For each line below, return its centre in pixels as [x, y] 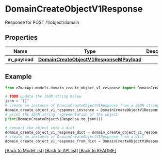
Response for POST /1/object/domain [42, 22]
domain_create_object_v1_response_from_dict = [53, 142]
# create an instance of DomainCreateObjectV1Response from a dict [75, 137]
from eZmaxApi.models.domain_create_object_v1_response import [70, 88]
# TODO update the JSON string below [43, 96]
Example [18, 77]
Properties [21, 38]
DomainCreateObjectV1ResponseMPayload [90, 59]
